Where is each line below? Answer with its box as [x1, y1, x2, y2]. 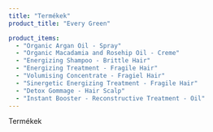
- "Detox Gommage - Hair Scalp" [15, 87, 126, 95]
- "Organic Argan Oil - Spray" [15, 41, 122, 49]
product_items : [8, 34, 60, 42]
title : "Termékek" [8, 11, 71, 20]
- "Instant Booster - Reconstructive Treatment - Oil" [15, 94, 206, 102]
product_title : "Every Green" [8, 19, 111, 28]
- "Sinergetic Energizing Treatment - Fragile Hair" [15, 79, 198, 87]
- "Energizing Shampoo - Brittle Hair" [15, 57, 151, 65]
